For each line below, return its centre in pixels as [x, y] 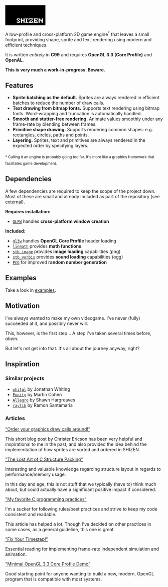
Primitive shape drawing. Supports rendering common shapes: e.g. [83, 130]
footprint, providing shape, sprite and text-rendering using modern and [78, 39]
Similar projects [25, 378]
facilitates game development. [31, 164]
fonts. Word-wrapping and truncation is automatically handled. [77, 114]
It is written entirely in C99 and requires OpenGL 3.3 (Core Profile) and [78, 54]
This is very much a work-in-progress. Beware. [55, 69]
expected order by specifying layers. [50, 146]
